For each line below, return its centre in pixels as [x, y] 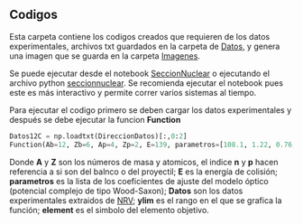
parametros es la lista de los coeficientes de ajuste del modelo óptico [139, 181]
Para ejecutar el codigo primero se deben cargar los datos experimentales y [151, 110]
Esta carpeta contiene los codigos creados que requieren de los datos [140, 36]
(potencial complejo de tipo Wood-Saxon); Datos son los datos [126, 191]
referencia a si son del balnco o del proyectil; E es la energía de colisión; [143, 172]
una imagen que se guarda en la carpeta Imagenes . [105, 56]
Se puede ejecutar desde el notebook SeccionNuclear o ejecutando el [140, 73]
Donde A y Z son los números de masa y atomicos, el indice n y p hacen [144, 162]
